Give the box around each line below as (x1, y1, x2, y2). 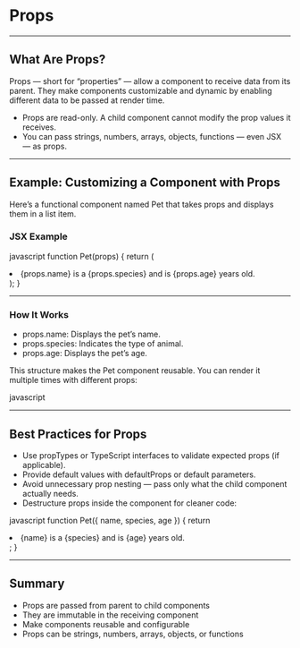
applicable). (21, 459, 66, 470)
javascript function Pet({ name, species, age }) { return (9, 515, 211, 525)
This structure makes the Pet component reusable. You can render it (9, 365, 261, 376)
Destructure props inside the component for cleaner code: (21, 498, 237, 508)
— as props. (21, 141, 67, 151)
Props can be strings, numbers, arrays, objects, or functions (21, 628, 244, 639)
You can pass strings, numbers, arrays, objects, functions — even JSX (21, 131, 282, 141)
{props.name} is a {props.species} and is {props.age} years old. (21, 268, 256, 278)
